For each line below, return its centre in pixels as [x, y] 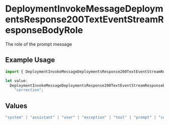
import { [14, 72]
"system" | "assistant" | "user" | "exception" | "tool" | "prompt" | [81, 117]
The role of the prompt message [38, 44]
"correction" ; [29, 90]
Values [16, 106]
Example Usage [30, 60]
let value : [17, 81]
